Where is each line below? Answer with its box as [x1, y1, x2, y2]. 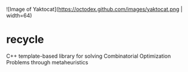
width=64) [6, 12, 32, 19]
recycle [6, 33, 44, 46]
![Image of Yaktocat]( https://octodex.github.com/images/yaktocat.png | [6, 6, 183, 12]
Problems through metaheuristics [6, 58, 89, 65]
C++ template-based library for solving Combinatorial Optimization [6, 52, 171, 60]
